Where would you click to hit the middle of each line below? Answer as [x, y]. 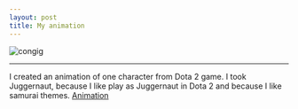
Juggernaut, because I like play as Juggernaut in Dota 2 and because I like [145, 86]
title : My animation [47, 26]
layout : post [33, 17]
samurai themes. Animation [59, 95]
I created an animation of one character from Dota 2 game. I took [128, 76]
